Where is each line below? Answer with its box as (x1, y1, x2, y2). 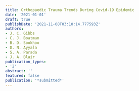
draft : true (5, 17, 30, 22)
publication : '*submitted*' (5, 78, 65, 83)
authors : (5, 26, 24, 31)
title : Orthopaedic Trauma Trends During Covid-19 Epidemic (5, 7, 135, 13)
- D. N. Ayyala (5, 45, 37, 50)
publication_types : (5, 59, 47, 64)
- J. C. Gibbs (5, 31, 35, 36)
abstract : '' (5, 69, 33, 74)
